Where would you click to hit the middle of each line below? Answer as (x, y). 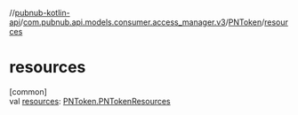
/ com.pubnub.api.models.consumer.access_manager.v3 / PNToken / (142, 22)
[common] (28, 91)
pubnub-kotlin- (42, 13)
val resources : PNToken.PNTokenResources (90, 101)
